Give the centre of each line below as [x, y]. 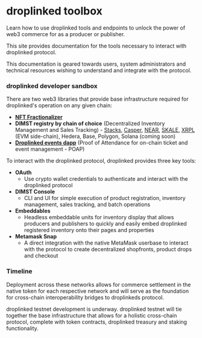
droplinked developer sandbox [52, 86]
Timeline [19, 271]
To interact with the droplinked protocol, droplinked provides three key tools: [101, 161]
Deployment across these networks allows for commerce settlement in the [99, 284]
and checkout [41, 256]
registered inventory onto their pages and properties [89, 230]
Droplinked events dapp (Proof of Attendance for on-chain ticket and [101, 143]
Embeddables [33, 211]
